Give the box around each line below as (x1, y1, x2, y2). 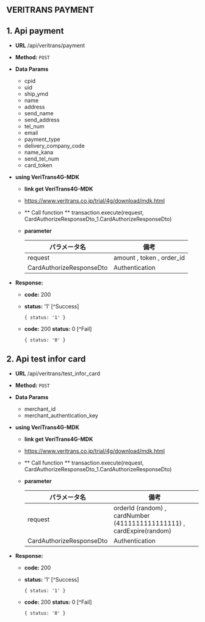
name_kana (24, 149, 54, 156)
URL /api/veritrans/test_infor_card (15, 370, 101, 377)
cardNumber (113, 512, 150, 520)
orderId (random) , (113, 504, 167, 512)
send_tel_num (24, 155, 60, 162)
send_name (24, 110, 54, 117)
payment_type (24, 136, 60, 143)
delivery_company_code (24, 142, 85, 150)
